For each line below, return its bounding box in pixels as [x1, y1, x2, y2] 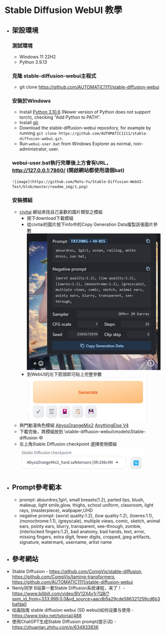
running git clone [19, 130, 57, 136]
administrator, [19, 146, 48, 152]
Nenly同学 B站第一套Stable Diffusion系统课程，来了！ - [11, 585, 126, 591]
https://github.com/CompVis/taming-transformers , [11, 574, 116, 580]
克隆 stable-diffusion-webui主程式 [11, 72, 97, 79]
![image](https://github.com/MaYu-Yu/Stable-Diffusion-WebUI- [11, 179, 144, 184]
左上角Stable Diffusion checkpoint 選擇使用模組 [19, 441, 117, 447]
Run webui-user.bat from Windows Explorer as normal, [19, 141, 133, 147]
